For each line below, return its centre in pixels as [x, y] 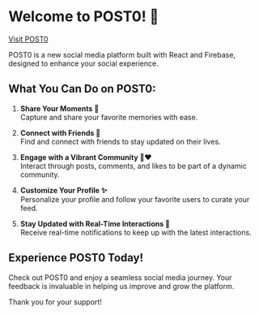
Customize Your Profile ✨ [64, 190]
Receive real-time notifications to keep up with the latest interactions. [136, 232]
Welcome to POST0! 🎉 [84, 17]
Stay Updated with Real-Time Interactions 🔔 [95, 223]
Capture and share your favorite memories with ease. [109, 117]
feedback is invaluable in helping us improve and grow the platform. [121, 286]
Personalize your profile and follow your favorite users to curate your [135, 199]
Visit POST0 [28, 39]
